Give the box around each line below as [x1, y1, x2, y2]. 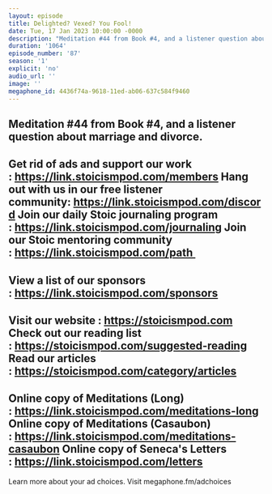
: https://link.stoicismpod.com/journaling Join [8, 220, 247, 235]
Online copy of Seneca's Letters [62, 442, 227, 456]
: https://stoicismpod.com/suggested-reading [8, 339, 248, 352]
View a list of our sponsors [8, 273, 146, 287]
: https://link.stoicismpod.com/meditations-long [8, 404, 259, 418]
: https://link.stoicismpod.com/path [8, 246, 193, 260]
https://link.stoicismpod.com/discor [73, 195, 261, 209]
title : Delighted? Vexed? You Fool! [8, 19, 132, 28]
